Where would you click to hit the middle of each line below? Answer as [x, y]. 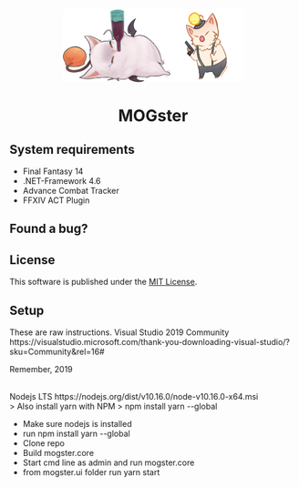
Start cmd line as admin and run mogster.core [108, 462]
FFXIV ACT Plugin [56, 200]
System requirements [72, 149]
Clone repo [44, 443]
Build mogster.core [58, 453]
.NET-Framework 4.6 [62, 181]
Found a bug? [49, 229]
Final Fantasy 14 [53, 171]
